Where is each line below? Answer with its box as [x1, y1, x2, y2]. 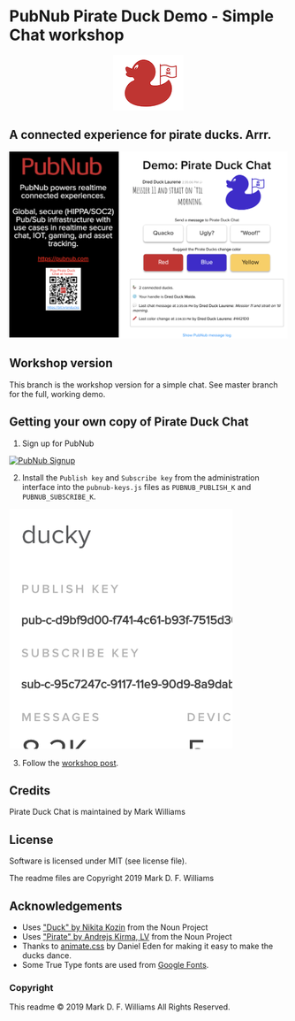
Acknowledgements [9, 898, 123, 913]
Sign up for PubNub [21, 438, 95, 449]
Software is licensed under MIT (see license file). [9, 856, 187, 866]
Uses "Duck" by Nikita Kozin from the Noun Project [21, 922, 208, 933]
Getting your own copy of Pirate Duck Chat [9, 414, 249, 430]
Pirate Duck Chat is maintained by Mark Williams [9, 807, 185, 818]
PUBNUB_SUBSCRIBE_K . [21, 491, 96, 502]
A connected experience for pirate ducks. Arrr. [9, 127, 272, 142]
